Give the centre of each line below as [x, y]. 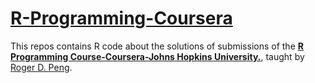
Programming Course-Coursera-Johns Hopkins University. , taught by [157, 56]
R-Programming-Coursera [121, 18]
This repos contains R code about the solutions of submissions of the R [157, 46]
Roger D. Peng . [41, 67]
